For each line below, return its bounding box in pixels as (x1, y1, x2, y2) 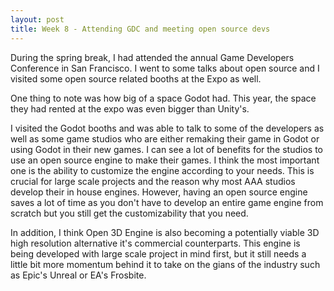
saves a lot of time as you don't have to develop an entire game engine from (10, 196, 324, 208)
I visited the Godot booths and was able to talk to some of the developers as (10, 122, 325, 134)
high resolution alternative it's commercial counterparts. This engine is (10, 237, 301, 249)
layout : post (10, 14, 65, 25)
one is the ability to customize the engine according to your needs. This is (10, 164, 315, 176)
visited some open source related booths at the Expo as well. (10, 72, 262, 85)
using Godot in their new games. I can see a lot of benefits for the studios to (10, 143, 323, 155)
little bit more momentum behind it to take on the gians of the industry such (10, 258, 321, 270)
